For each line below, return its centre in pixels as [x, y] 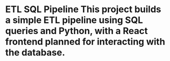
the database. [35, 53]
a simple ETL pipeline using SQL [74, 20]
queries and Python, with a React [77, 31]
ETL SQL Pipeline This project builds [83, 9]
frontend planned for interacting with [85, 42]
